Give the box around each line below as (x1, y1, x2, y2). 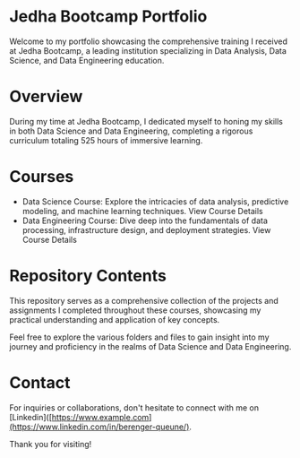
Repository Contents (9, 266, 167, 286)
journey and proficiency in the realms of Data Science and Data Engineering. (9, 341, 292, 351)
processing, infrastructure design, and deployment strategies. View (21, 224, 271, 235)
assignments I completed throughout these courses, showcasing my (9, 305, 261, 315)
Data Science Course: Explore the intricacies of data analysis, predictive (21, 195, 289, 207)
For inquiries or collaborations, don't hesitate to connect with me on (9, 402, 260, 413)
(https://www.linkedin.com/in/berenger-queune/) (9, 421, 190, 432)
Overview (9, 87, 83, 107)
